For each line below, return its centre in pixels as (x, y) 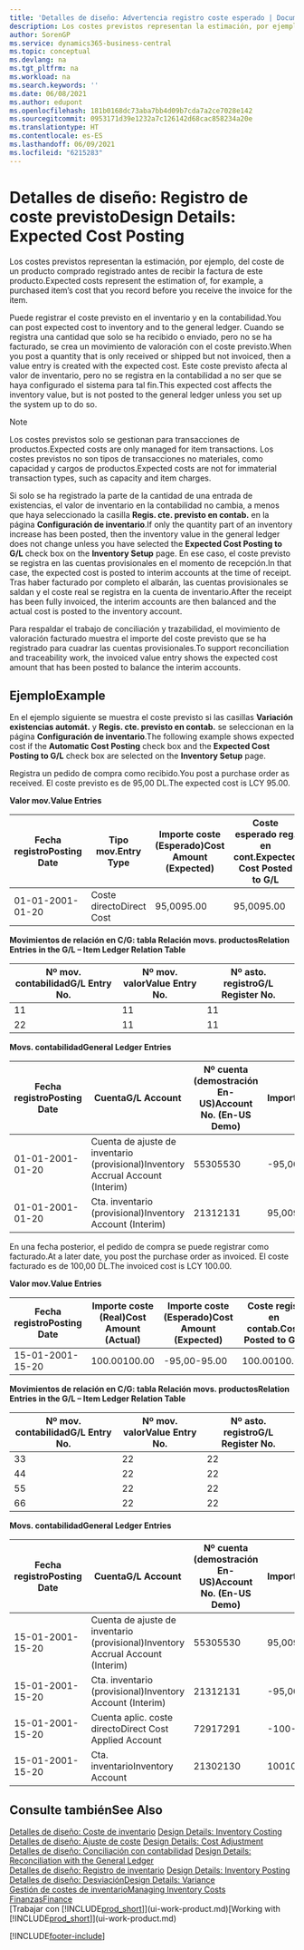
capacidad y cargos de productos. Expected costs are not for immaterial (143, 468)
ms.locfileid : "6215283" (56, 152)
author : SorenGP (40, 34)
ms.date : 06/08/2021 (48, 93)
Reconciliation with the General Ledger (82, 1861)
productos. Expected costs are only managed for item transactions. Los (142, 449)
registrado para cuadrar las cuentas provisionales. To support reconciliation (149, 648)
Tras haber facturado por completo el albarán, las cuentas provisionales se (149, 582)
